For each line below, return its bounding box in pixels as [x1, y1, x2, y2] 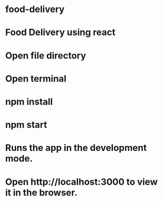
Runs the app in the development [5, 142, 147, 154]
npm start [5, 119, 47, 131]
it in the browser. [5, 187, 77, 198]
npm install [5, 96, 53, 107]
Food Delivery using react [5, 27, 115, 38]
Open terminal [5, 73, 67, 84]
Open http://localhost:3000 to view [5, 176, 158, 187]
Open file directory [5, 49, 86, 61]
